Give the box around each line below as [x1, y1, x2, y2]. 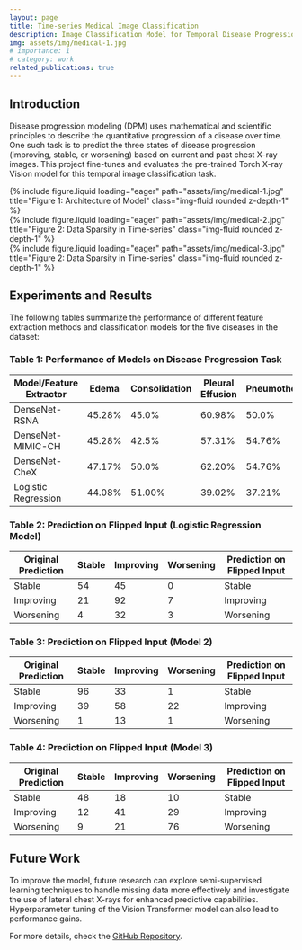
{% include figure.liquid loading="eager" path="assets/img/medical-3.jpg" [9, 243, 286, 253]
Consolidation [129, 382, 192, 395]
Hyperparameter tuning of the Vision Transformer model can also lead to [9, 903, 279, 914]
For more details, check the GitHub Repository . [9, 930, 182, 941]
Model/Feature [13, 377, 79, 389]
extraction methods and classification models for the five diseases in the [9, 321, 279, 333]
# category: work [9, 55, 75, 64]
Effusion [200, 387, 238, 400]
